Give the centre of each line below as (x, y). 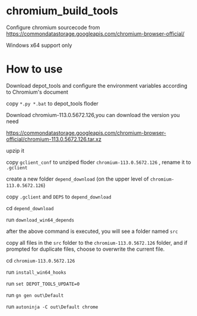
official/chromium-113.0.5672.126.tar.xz (54, 139)
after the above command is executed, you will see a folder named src (92, 231)
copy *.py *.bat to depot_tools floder (53, 103)
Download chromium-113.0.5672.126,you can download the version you (93, 115)
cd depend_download (30, 208)
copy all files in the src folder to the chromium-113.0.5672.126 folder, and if (97, 242)
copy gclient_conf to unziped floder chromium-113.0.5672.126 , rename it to (99, 162)
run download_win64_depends (40, 219)
